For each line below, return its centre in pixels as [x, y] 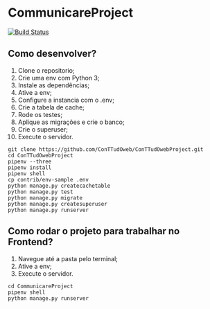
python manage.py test [41, 192]
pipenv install [30, 168]
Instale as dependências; [54, 85]
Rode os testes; [40, 114]
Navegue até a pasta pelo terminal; [68, 258]
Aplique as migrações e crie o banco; [71, 122]
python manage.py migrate [45, 198]
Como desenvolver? [52, 54]
